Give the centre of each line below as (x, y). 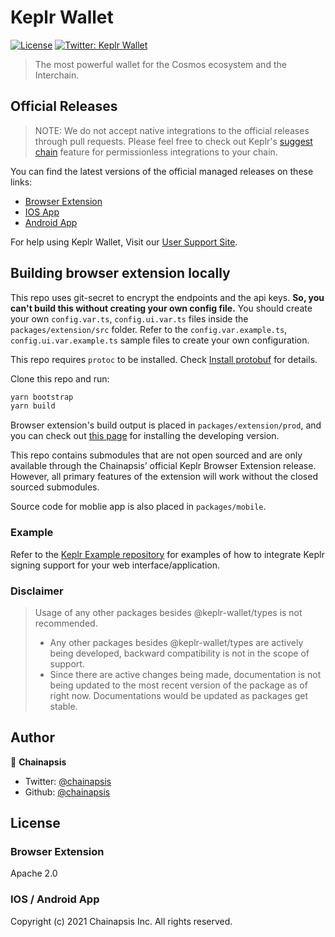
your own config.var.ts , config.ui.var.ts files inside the (129, 318)
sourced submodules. (55, 487)
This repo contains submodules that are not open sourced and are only (156, 455)
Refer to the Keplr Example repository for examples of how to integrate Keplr (167, 554)
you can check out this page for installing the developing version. (145, 436)
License (35, 823)
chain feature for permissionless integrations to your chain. (156, 152)
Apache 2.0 (34, 873)
